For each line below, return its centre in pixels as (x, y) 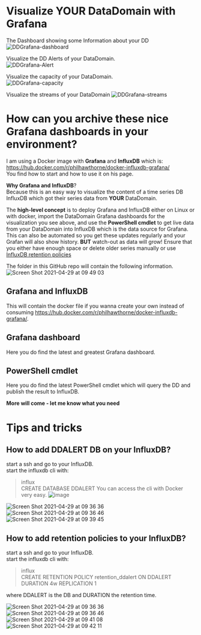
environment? (42, 144)
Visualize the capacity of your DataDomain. (60, 76)
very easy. (34, 495)
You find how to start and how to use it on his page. (70, 174)
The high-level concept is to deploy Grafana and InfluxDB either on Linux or (100, 210)
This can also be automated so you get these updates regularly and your (96, 235)
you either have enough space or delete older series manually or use (91, 248)
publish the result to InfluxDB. (43, 392)
